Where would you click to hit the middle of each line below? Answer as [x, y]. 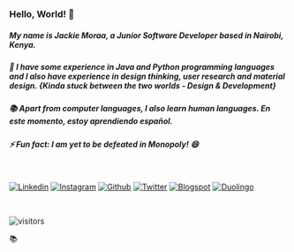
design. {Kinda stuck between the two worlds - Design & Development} [143, 85]
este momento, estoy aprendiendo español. [91, 121]
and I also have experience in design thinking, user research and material [147, 76]
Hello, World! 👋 [42, 14]
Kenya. [23, 44]
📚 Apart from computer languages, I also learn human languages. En [140, 109]
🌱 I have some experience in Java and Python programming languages [142, 66]
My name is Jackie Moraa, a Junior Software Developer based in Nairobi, [147, 35]
